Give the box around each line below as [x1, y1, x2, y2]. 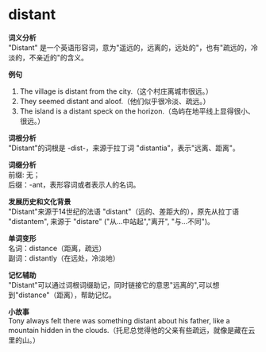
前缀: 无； [8, 169, 40, 180]
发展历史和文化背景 [8, 196, 71, 206]
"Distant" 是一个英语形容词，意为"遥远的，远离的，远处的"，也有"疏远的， [8, 42, 252, 52]
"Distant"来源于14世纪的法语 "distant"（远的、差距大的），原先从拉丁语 [8, 207, 240, 216]
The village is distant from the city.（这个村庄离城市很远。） [19, 86, 213, 96]
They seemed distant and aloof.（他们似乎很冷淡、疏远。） [19, 96, 210, 106]
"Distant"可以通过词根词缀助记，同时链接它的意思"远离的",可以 [8, 280, 213, 289]
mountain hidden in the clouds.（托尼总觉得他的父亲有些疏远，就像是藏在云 [8, 325, 256, 335]
